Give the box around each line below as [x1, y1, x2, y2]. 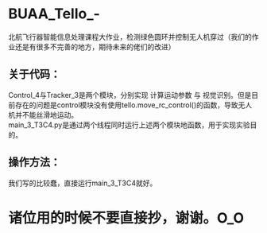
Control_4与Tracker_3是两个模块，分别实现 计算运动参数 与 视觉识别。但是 [8, 90, 252, 99]
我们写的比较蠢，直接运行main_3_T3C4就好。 [8, 178, 157, 188]
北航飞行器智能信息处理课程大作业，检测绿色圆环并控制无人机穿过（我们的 [8, 32, 252, 41]
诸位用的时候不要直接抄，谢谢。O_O [8, 208, 245, 227]
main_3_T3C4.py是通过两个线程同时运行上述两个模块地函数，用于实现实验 [8, 120, 250, 130]
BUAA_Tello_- [8, 5, 101, 23]
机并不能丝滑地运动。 [8, 110, 78, 119]
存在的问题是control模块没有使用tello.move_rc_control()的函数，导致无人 [14, 100, 253, 110]
